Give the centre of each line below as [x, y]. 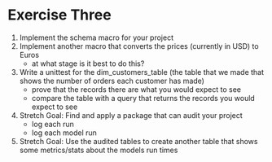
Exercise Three [59, 15]
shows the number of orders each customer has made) [112, 81]
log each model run [64, 133]
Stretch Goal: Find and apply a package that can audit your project [131, 115]
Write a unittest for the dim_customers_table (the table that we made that [142, 72]
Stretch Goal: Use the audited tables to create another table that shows [138, 141]
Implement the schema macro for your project [97, 37]
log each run [53, 124]
